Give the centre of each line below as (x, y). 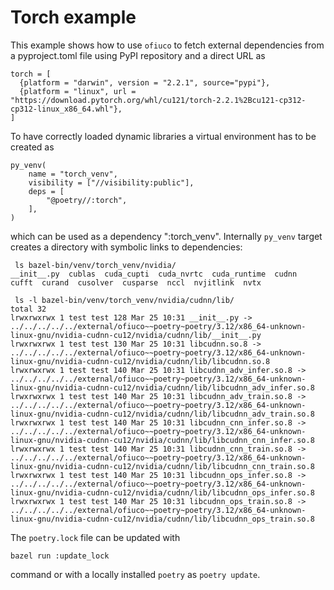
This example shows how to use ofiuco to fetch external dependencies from (167, 45)
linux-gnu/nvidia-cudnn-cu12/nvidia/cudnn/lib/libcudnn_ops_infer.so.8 (162, 492)
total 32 (28, 309)
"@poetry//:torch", (87, 200)
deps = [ (46, 191)
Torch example (73, 17)
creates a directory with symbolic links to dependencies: (126, 247)
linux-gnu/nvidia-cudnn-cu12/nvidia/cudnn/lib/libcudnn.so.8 (140, 361)
